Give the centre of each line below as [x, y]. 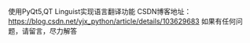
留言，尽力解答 [53, 31]
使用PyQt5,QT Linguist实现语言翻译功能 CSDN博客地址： [100, 11]
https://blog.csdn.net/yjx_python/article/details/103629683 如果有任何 [122, 21]
